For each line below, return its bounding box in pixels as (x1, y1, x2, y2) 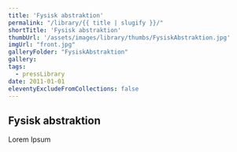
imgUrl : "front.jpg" (8, 41, 76, 49)
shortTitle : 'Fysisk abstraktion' (8, 26, 122, 34)
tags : (8, 63, 26, 71)
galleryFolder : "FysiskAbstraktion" (8, 48, 128, 56)
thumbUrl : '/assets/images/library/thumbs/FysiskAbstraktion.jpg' (8, 33, 231, 42)
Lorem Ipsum (8, 135, 51, 144)
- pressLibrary (15, 70, 65, 78)
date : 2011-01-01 (8, 77, 65, 85)
